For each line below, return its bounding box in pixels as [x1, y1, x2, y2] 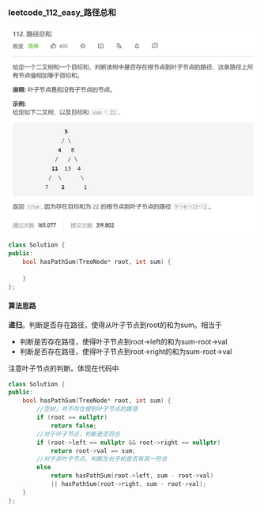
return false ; [50, 421, 97, 430]
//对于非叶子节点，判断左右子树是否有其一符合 [36, 455, 168, 463]
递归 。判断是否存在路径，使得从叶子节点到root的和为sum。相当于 [8, 320, 223, 329]
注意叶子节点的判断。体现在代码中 [8, 363, 119, 373]
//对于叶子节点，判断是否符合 [36, 430, 121, 438]
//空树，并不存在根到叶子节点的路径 [36, 405, 138, 413]
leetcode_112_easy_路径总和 [8, 6, 117, 17]
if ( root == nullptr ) [36, 413, 108, 422]
